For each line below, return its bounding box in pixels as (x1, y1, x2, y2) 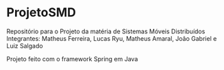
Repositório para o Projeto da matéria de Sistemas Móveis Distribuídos (6, 27, 206, 35)
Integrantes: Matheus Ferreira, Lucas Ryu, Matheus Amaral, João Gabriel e (6, 34, 217, 42)
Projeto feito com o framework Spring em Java (6, 54, 138, 63)
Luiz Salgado (6, 41, 43, 50)
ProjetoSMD (6, 5, 77, 20)
